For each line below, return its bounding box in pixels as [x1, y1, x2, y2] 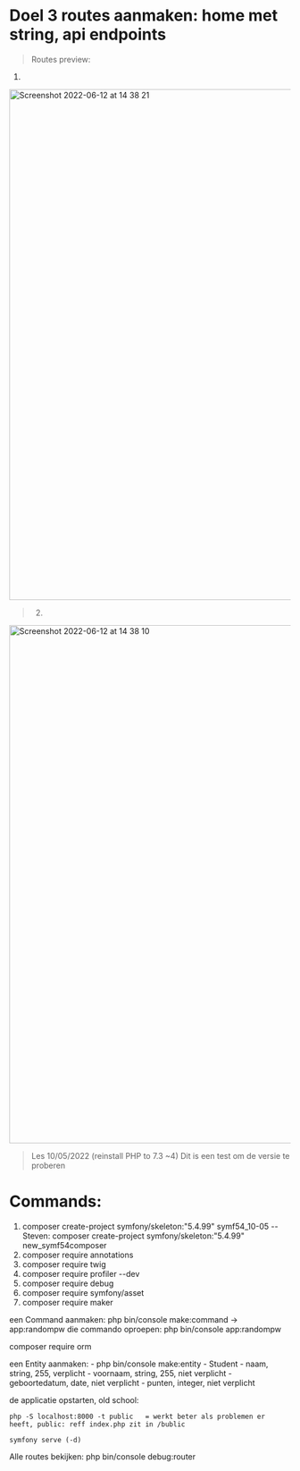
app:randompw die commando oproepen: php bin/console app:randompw [9, 1323, 281, 1334]
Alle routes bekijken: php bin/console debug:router [9, 1450, 196, 1462]
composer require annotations [21, 1249, 134, 1260]
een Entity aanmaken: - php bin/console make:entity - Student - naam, [9, 1358, 269, 1369]
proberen [30, 1160, 66, 1171]
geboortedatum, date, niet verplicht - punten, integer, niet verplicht [9, 1377, 256, 1388]
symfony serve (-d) [9, 1435, 82, 1444]
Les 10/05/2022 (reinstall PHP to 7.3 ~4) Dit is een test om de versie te [30, 1150, 290, 1161]
